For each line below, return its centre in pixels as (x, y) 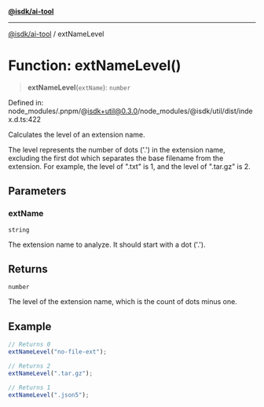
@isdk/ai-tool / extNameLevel (56, 34)
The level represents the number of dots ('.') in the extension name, (117, 149)
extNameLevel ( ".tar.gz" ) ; (50, 373)
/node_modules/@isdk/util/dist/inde (195, 111)
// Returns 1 (29, 387)
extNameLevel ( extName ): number (79, 87)
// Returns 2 (29, 366)
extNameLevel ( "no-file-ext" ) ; (58, 352)
